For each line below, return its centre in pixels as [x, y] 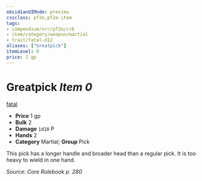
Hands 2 [26, 135]
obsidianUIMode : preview [38, 12]
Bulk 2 [23, 122]
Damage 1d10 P [35, 129]
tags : [13, 23]
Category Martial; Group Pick [52, 142]
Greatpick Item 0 [49, 87]
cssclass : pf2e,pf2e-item [39, 18]
